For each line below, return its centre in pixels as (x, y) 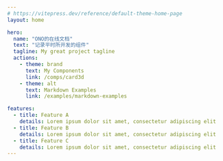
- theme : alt (38, 83)
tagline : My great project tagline (64, 52)
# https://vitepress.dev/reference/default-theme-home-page (95, 13)
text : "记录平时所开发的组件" (51, 45)
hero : (15, 32)
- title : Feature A (41, 115)
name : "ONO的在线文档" (43, 39)
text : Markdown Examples (61, 90)
